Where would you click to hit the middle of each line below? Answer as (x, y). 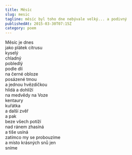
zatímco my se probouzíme (33, 138)
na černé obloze (22, 74)
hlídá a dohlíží (19, 90)
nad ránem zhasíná (25, 127)
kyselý (12, 53)
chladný (13, 58)
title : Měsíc (19, 10)
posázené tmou (21, 79)
